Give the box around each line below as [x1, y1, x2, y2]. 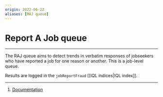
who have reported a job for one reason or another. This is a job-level [5, 58, 144, 64]
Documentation [12, 87, 43, 93]
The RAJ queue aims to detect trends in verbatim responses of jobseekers [5, 53, 154, 59]
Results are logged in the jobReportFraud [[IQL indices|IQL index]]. [5, 73, 138, 79]
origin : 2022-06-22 [5, 7, 45, 12]
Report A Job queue [5, 32, 87, 44]
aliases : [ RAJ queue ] [5, 12, 49, 16]
